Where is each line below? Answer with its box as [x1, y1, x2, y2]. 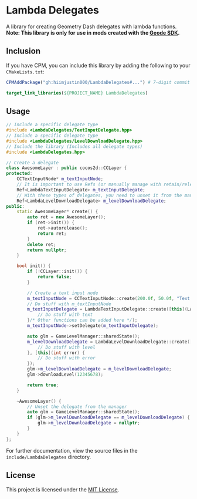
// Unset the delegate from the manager [27, 403, 127, 410]
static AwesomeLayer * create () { [16, 209, 98, 215]
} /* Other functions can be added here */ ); [27, 318, 138, 323]
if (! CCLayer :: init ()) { [27, 268, 88, 275]
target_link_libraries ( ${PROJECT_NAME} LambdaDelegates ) [6, 90, 148, 96]
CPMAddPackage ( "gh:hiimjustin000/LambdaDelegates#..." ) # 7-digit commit [6, 79, 191, 85]
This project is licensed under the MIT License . [6, 485, 120, 493]
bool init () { [16, 263, 51, 269]
